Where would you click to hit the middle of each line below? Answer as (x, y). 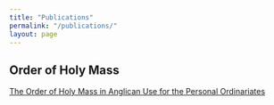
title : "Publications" (51, 17)
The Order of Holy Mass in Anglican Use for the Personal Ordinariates (137, 92)
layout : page (33, 34)
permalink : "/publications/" (63, 26)
